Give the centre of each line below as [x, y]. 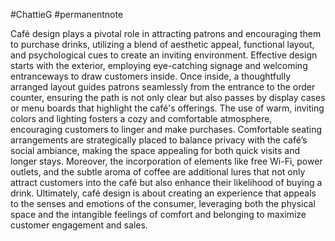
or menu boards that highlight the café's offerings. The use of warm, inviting [167, 108]
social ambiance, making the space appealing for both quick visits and [155, 150]
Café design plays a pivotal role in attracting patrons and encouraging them [166, 33]
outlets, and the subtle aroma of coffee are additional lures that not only [158, 172]
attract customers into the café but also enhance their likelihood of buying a [166, 182]
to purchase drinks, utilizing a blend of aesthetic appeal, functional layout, [162, 44]
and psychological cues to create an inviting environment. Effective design [164, 55]
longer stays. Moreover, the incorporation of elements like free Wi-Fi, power [166, 161]
